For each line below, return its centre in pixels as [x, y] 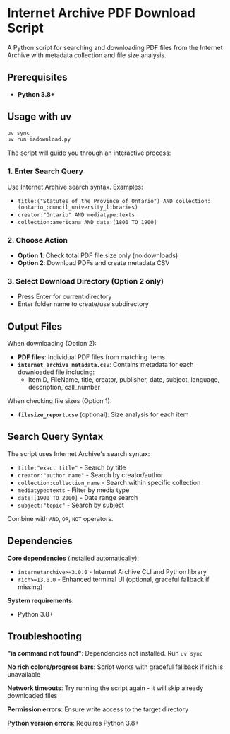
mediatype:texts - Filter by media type [73, 490]
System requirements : [41, 600]
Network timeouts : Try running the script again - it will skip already [105, 688]
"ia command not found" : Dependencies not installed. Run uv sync [105, 653]
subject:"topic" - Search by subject [71, 505]
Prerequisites [37, 77]
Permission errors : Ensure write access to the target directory [98, 709]
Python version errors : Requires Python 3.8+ [73, 723]
